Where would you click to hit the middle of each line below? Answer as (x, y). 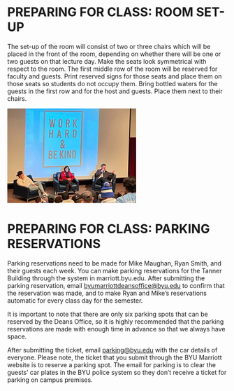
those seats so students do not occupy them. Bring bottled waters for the (112, 83)
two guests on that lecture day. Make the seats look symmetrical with (107, 61)
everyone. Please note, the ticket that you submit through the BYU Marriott (115, 357)
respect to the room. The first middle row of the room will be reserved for (112, 69)
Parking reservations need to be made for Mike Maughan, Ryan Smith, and (115, 263)
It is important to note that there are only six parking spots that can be (108, 314)
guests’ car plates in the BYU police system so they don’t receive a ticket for (117, 372)
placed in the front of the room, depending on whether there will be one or (114, 54)
